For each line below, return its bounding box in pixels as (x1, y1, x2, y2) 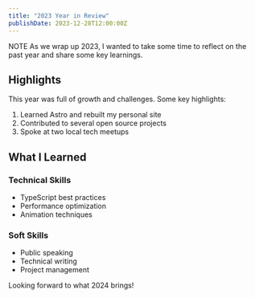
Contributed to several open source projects (19, 118, 167, 129)
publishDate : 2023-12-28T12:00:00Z (8, 19, 128, 27)
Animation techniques (19, 210, 93, 219)
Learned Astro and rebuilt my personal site (19, 110, 162, 120)
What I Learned (8, 150, 87, 164)
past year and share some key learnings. (8, 50, 143, 59)
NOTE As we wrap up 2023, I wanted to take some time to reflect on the (8, 41, 247, 51)
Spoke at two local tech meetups (19, 127, 130, 137)
